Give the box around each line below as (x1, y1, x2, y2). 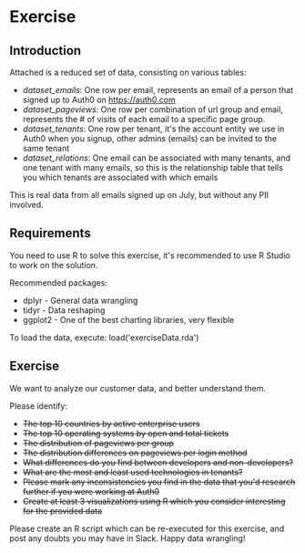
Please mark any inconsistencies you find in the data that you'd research (22, 476, 296, 487)
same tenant (22, 143, 70, 153)
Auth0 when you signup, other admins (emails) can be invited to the (22, 133, 278, 143)
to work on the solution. (9, 259, 98, 270)
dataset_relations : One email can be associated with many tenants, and (22, 152, 291, 163)
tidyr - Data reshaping (22, 304, 106, 316)
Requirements (9, 225, 91, 241)
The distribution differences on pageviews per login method (22, 447, 248, 458)
